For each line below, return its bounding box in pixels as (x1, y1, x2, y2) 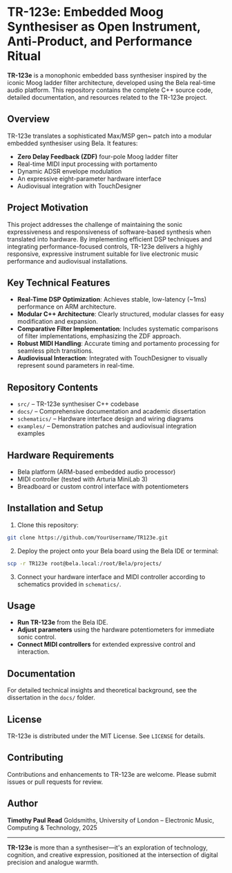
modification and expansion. (17, 318, 99, 326)
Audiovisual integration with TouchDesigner (17, 181, 142, 190)
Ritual (7, 48, 41, 64)
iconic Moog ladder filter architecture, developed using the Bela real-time (7, 78, 216, 86)
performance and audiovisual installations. (7, 257, 128, 265)
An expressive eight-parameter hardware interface (17, 174, 162, 183)
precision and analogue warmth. (7, 858, 99, 866)
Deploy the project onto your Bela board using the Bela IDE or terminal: (17, 546, 219, 555)
